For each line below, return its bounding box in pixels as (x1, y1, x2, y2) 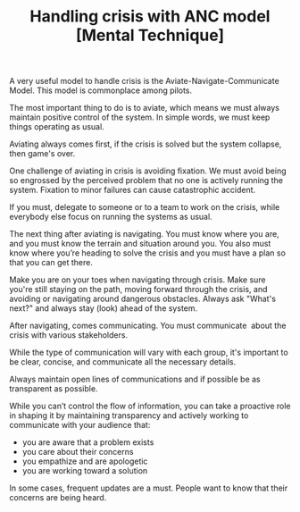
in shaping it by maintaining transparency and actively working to (9, 410, 249, 421)
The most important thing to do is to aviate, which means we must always (9, 103, 279, 113)
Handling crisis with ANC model (29, 6, 271, 27)
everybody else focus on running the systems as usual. (9, 212, 212, 222)
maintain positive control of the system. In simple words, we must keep (9, 112, 271, 122)
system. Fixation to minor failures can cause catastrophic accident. (9, 185, 256, 196)
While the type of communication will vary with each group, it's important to (9, 347, 288, 358)
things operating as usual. (9, 122, 104, 132)
